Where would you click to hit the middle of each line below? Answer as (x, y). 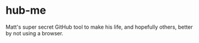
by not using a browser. (35, 33)
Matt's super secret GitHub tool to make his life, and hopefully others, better (99, 27)
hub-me (26, 10)
